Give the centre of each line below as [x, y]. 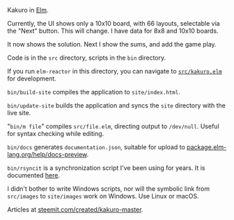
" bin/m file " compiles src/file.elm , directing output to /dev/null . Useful [113, 126]
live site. [19, 113]
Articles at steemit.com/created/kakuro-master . [75, 210]
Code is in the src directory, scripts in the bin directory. [87, 58]
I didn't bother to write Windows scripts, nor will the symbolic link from [109, 189]
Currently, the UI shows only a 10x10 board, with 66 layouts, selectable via [114, 23]
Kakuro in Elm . [28, 10]
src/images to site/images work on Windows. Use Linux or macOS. [103, 196]
